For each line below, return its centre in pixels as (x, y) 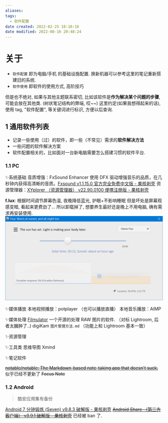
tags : (11, 16)
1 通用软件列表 (27, 127)
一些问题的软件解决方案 (36, 146)
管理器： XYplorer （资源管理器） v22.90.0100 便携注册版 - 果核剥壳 (79, 190)
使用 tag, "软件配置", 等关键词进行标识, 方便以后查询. (59, 110)
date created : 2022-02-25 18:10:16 (42, 27)
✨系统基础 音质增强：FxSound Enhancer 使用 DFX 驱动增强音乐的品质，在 (82, 177)
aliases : (14, 11)
